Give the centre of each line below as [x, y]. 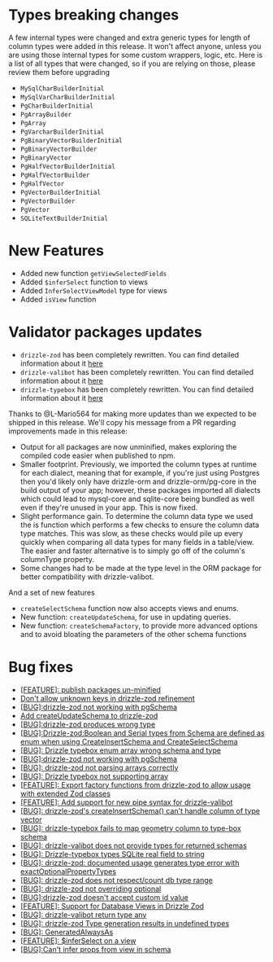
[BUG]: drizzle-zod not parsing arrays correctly [99, 767]
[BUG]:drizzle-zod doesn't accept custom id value [104, 897]
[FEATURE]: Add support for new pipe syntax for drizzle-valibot [126, 802]
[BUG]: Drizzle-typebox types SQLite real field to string [112, 854]
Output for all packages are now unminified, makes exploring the [128, 446]
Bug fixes [41, 667]
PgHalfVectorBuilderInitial [67, 166]
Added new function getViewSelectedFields [93, 273]
